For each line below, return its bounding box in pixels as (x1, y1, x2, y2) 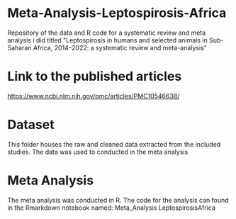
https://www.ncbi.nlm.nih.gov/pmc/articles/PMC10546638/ (7, 91, 180, 100)
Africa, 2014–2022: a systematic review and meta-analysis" (33, 43, 208, 52)
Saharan (7, 43, 32, 52)
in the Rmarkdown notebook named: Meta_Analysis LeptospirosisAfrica (7, 203, 216, 212)
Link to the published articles (7, 69, 182, 84)
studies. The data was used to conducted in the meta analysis (7, 147, 189, 156)
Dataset (7, 117, 55, 133)
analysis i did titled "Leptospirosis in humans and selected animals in (7, 35, 208, 44)
